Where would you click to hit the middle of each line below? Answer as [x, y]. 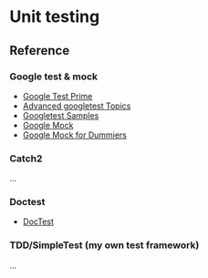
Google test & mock [54, 77]
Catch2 [26, 159]
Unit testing [55, 17]
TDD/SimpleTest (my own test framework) [104, 245]
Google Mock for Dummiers [75, 135]
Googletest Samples [61, 115]
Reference [40, 51]
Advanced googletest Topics [77, 106]
